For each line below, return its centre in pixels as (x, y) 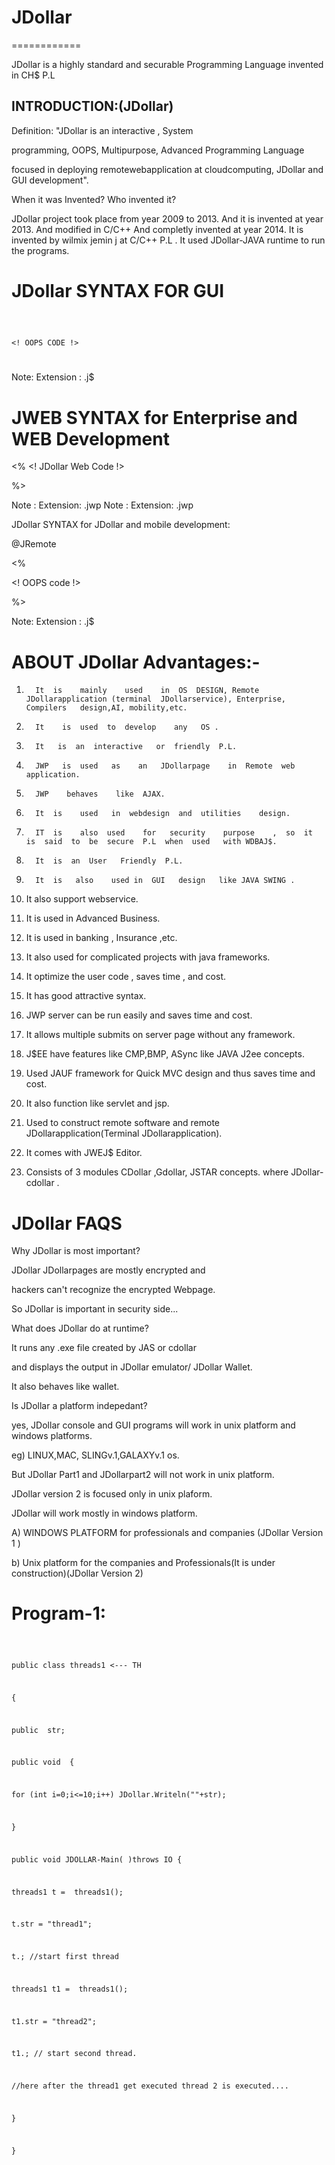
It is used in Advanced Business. (93, 918)
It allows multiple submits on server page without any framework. (160, 1035)
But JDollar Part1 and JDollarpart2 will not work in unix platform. (143, 1475)
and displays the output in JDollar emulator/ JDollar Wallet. (132, 1367)
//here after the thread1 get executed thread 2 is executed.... (150, 2086)
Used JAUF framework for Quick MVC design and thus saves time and (170, 1073)
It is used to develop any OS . (127, 727)
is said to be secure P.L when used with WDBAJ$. (151, 842)
